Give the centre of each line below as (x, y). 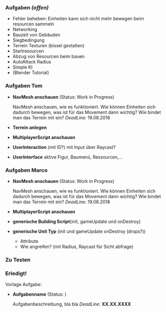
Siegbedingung (28, 40)
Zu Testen (18, 260)
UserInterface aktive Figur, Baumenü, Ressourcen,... (68, 157)
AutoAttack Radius (32, 62)
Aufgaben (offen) (27, 8)
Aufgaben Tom (24, 86)
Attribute (29, 241)
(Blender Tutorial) (31, 73)
